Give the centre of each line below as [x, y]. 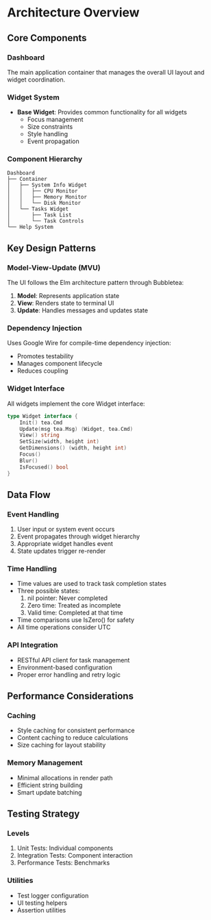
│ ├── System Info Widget [47, 185]
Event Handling [33, 514]
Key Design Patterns [51, 248]
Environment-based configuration [65, 667]
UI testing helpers [42, 903]
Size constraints [50, 127]
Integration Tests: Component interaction [75, 856]
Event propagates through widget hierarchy [78, 536]
